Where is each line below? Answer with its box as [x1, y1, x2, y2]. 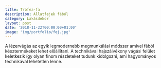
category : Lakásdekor [5, 16, 49, 21]
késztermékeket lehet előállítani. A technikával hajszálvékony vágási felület [5, 48, 155, 54]
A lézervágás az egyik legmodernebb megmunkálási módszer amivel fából [5, 43, 154, 49]
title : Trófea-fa [5, 7, 40, 12]
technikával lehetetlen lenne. [5, 59, 63, 64]
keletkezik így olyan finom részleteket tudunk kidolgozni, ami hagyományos [5, 53, 157, 59]
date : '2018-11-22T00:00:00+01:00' [5, 25, 77, 30]
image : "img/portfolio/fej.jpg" [5, 30, 71, 34]
